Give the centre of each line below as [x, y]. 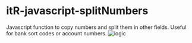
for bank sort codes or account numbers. [56, 33]
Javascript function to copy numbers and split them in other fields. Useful [96, 27]
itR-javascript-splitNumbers [77, 11]
